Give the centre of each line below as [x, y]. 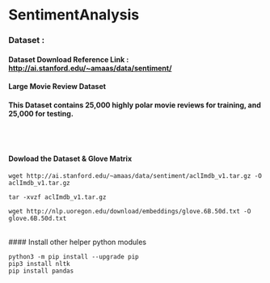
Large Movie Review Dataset [57, 87]
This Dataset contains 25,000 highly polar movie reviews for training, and [135, 105]
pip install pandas [41, 271]
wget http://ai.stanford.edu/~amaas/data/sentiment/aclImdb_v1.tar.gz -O [135, 175]
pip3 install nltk [39, 264]
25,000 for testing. [41, 113]
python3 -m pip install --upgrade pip [74, 256]
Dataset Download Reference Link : [69, 59]
